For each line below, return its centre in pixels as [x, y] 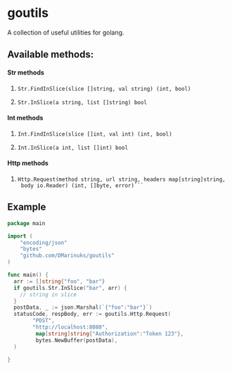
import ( [20, 236]
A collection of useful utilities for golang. [66, 32]
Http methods [28, 163]
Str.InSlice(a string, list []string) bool [82, 102]
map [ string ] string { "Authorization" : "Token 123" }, [110, 333]
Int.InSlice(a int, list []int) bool [73, 148]
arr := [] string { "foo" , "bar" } [59, 281]
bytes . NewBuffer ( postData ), [77, 340]
